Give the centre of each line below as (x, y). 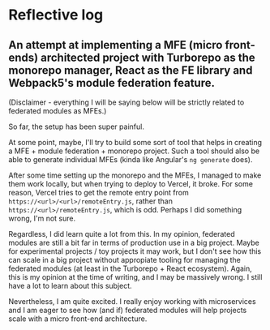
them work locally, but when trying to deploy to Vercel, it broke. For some (131, 184)
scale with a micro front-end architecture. (78, 319)
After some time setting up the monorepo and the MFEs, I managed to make (135, 175)
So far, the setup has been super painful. (76, 126)
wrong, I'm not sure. (42, 218)
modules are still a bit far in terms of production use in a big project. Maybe (134, 242)
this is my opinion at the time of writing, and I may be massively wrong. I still (135, 277)
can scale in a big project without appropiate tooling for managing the (124, 260)
